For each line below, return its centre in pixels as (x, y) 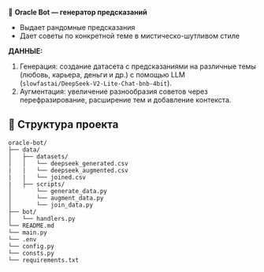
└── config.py (32, 246)
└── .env (22, 239)
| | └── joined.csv (47, 177)
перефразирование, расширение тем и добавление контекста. (125, 100)
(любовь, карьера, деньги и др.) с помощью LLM (102, 75)
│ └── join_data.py (50, 205)
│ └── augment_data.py (56, 198)
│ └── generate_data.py (58, 191)
